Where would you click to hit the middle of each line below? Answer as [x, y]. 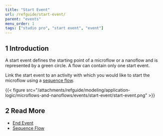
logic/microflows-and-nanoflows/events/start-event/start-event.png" [76, 95]
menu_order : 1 [20, 24]
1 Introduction [27, 48]
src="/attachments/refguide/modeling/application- [78, 90]
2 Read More [25, 111]
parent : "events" [23, 19]
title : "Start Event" [28, 10]
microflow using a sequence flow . [40, 80]
